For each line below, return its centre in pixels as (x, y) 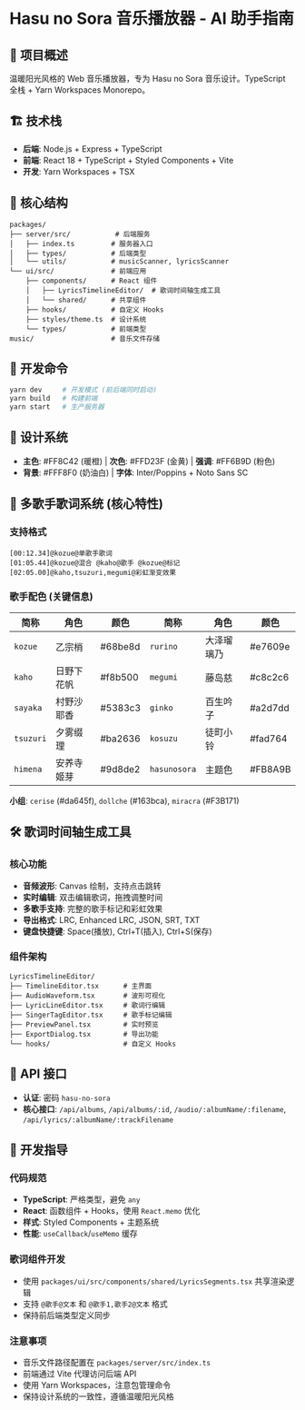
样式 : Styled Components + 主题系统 (91, 1222)
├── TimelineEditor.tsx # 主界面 (81, 986)
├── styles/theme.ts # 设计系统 (86, 319)
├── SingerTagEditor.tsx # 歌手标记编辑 (91, 1015)
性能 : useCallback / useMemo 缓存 (80, 1234)
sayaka (28, 708)
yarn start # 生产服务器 (57, 407)
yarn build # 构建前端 (54, 399)
